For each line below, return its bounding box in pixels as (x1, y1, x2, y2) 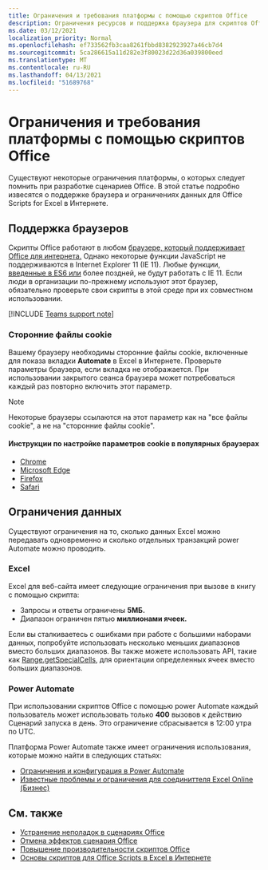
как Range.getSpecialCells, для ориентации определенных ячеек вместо (8, 654, 255, 664)
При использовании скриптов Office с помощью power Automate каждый (8, 702, 258, 711)
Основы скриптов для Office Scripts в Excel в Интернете (19, 852, 211, 862)
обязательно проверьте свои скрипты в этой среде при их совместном (8, 285, 254, 295)
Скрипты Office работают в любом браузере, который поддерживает (8, 243, 246, 252)
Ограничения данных (8, 505, 122, 519)
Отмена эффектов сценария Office (19, 836, 138, 845)
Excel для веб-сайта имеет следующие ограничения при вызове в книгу (8, 581, 257, 591)
